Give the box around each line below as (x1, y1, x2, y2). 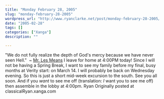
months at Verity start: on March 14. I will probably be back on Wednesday (5, 67, 155, 73)
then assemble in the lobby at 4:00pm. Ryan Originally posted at (5, 83, 134, 89)
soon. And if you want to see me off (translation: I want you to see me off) (5, 78, 154, 83)
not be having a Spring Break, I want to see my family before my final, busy (5, 62, 156, 68)
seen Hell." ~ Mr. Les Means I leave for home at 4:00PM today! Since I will (5, 57, 155, 63)
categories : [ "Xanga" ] (5, 30, 51, 35)
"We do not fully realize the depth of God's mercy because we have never (5, 52, 154, 58)
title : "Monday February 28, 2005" (5, 7, 78, 12)
